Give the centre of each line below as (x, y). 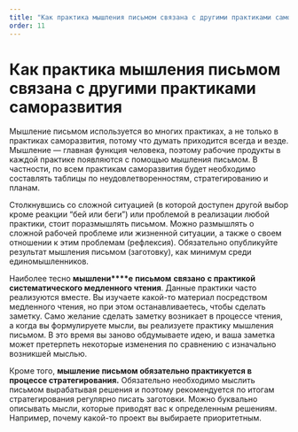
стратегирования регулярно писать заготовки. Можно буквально (133, 399)
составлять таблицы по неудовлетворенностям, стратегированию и (139, 179)
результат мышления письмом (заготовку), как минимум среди (130, 252)
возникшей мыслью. (48, 354)
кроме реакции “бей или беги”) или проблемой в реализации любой (140, 214)
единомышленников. (49, 261)
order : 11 (27, 26)
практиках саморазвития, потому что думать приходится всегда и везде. (149, 141)
